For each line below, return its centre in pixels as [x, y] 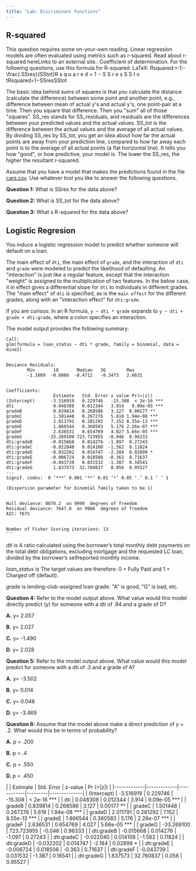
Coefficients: [23, 391]
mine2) [14, 350]
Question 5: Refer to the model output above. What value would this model [97, 661]
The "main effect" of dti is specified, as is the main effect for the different [96, 293]
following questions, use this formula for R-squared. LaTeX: [78, 68]
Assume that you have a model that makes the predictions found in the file [96, 172]
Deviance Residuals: [31, 365]
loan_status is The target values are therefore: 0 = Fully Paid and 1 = [88, 569]
